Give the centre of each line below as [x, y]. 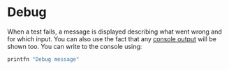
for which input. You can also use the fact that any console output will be [112, 38]
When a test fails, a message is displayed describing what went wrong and [114, 31]
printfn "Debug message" [43, 59]
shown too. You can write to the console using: [75, 46]
